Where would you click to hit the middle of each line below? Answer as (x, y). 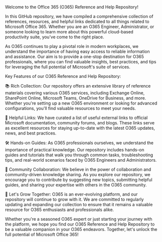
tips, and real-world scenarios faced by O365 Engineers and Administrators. (81, 160)
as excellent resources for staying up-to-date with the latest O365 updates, (80, 128)
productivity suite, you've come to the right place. (55, 37)
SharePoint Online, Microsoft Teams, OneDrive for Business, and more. (76, 98)
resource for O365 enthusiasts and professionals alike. (59, 210)
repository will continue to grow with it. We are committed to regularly (74, 199)
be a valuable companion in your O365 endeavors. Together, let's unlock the (81, 229)
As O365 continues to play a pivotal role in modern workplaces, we (72, 46)
